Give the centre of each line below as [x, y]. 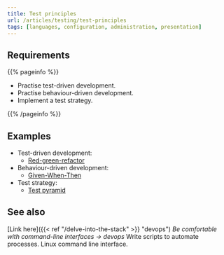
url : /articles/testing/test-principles [67, 20]
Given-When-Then [55, 175]
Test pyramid [47, 190]
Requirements [38, 55]
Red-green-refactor [56, 160]
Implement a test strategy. [55, 101]
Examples [29, 136]
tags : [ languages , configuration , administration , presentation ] [104, 27]
